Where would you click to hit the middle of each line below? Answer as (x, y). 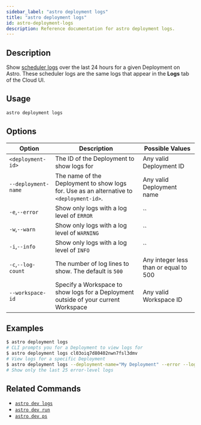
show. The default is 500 (89, 271)
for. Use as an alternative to (94, 191)
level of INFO (72, 250)
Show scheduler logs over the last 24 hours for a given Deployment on (93, 67)
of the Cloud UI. (26, 80)
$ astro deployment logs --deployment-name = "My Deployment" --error (93, 364)
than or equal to (165, 267)
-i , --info (22, 246)
